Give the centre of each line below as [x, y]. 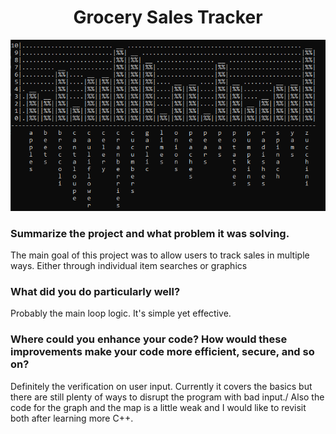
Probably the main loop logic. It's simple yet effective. [121, 313]
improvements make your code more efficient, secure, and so [162, 352]
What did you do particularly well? [95, 291]
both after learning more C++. [72, 418]
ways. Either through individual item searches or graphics [129, 266]
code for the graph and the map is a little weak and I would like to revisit [158, 407]
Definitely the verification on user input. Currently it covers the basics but [161, 386]
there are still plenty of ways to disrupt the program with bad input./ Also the [167, 397]
